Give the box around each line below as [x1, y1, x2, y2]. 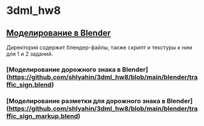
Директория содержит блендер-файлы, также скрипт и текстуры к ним [6, 44, 192, 51]
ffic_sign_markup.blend [6, 111, 78, 120]
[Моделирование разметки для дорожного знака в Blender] [6, 96, 193, 105]
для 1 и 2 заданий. [6, 50, 53, 58]
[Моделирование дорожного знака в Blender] [6, 65, 149, 73]
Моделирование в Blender [6, 28, 111, 38]
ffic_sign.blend [6, 80, 52, 88]
